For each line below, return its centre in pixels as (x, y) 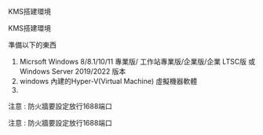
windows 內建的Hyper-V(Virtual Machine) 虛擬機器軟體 (108, 81)
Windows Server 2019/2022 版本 (73, 71)
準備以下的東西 (32, 45)
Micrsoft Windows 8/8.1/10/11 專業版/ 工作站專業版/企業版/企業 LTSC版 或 (137, 62)
